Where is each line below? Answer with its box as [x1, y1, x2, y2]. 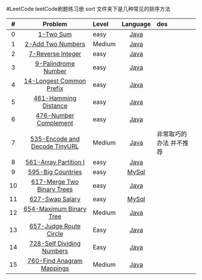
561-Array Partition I [25, 158, 85, 166]
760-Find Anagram [27, 257, 83, 265]
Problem [43, 20, 67, 28]
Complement [37, 119, 73, 127]
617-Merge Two [31, 178, 79, 185]
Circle [46, 229, 64, 238]
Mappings [41, 264, 69, 272]
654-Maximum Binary [23, 205, 87, 213]
